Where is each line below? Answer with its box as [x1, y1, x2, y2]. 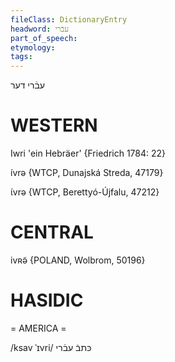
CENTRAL [10, 221, 94, 244]
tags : [10, 52, 33, 62]
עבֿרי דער [10, 79, 45, 91]
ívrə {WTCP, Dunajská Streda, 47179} [10, 167, 164, 179]
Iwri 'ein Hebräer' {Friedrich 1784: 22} [10, 147, 167, 160]
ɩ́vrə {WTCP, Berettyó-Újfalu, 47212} [10, 186, 160, 198]
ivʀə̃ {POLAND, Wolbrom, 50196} [10, 254, 146, 266]
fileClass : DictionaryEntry [10, 14, 128, 25]
